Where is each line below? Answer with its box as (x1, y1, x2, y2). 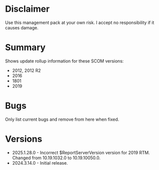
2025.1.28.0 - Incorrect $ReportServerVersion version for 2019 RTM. (12, 149, 150, 155)
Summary (5, 42, 45, 53)
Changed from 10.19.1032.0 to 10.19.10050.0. (12, 155, 101, 161)
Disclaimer (5, 3, 50, 15)
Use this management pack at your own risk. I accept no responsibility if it (5, 20, 155, 25)
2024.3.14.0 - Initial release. (12, 160, 68, 166)
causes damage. (5, 24, 39, 30)
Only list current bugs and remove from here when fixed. (5, 116, 119, 122)
